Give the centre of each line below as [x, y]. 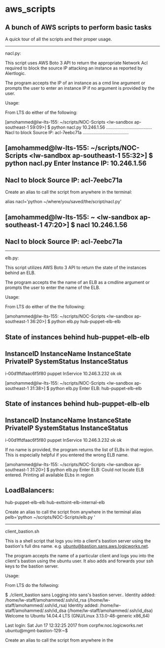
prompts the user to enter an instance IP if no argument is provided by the [80, 88]
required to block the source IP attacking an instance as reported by [74, 68]
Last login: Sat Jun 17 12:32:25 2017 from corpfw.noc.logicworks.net [74, 625]
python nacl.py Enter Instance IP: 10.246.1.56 [76, 163]
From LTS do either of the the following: [45, 307]
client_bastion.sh [22, 531]
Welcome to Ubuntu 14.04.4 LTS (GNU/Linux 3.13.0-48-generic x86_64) [77, 615]
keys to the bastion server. [32, 566]
